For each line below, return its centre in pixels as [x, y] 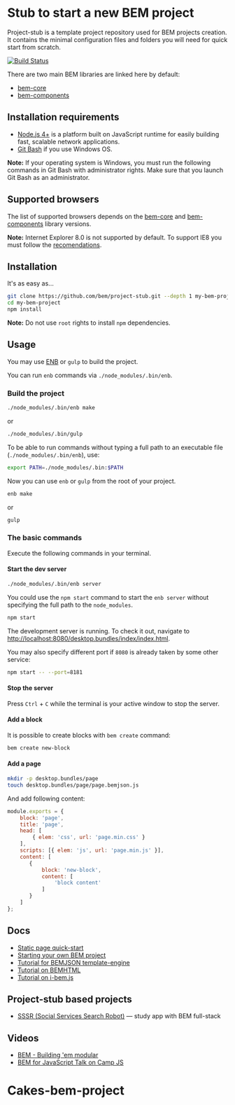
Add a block [25, 719]
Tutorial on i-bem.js [45, 977]
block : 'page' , [42, 818]
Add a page [24, 763]
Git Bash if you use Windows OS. [65, 149]
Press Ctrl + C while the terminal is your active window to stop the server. [114, 703]
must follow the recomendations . [55, 245]
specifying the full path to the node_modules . [70, 605]
